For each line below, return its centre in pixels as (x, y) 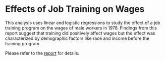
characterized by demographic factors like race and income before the (77, 38)
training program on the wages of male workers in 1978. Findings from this (81, 28)
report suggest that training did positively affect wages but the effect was (80, 33)
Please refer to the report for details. (42, 53)
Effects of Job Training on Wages (75, 9)
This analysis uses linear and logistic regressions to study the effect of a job (83, 23)
